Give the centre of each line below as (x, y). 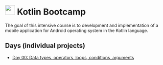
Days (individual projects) (45, 46)
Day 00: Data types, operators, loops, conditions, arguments (73, 57)
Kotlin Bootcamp (51, 12)
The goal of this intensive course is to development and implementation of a (82, 25)
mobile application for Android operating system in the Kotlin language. (77, 30)
